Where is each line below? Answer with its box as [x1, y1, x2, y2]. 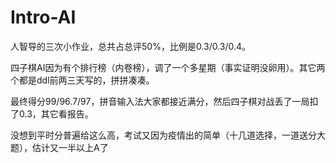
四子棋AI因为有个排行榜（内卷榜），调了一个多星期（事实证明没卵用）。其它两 [10, 61, 326, 73]
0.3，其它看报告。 [18, 107, 94, 120]
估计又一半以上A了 [31, 141, 109, 153]
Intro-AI [10, 6, 77, 29]
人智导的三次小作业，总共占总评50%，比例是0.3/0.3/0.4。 [10, 40, 252, 52]
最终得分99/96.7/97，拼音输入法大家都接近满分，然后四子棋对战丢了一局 [10, 95, 310, 107]
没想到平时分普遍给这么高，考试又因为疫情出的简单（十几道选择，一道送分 [10, 129, 317, 141]
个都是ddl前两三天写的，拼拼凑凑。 [10, 74, 155, 86]
